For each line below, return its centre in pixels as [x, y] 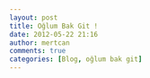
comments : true [38, 51]
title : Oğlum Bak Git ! [54, 26]
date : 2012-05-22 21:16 [54, 34]
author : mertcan [40, 43]
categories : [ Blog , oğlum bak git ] [76, 59]
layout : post [34, 17]
